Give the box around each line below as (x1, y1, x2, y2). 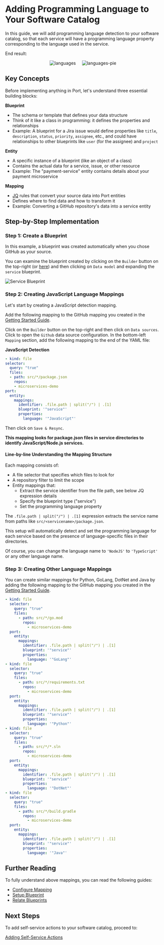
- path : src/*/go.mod (18, 615, 63, 620)
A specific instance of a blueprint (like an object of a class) (12, 157, 132, 163)
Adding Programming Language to (5, 3, 149, 15)
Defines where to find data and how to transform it (12, 198, 115, 204)
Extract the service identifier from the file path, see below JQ (19, 488, 144, 494)
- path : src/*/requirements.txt (18, 680, 85, 685)
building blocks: (5, 93, 38, 99)
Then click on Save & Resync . (5, 425, 64, 431)
